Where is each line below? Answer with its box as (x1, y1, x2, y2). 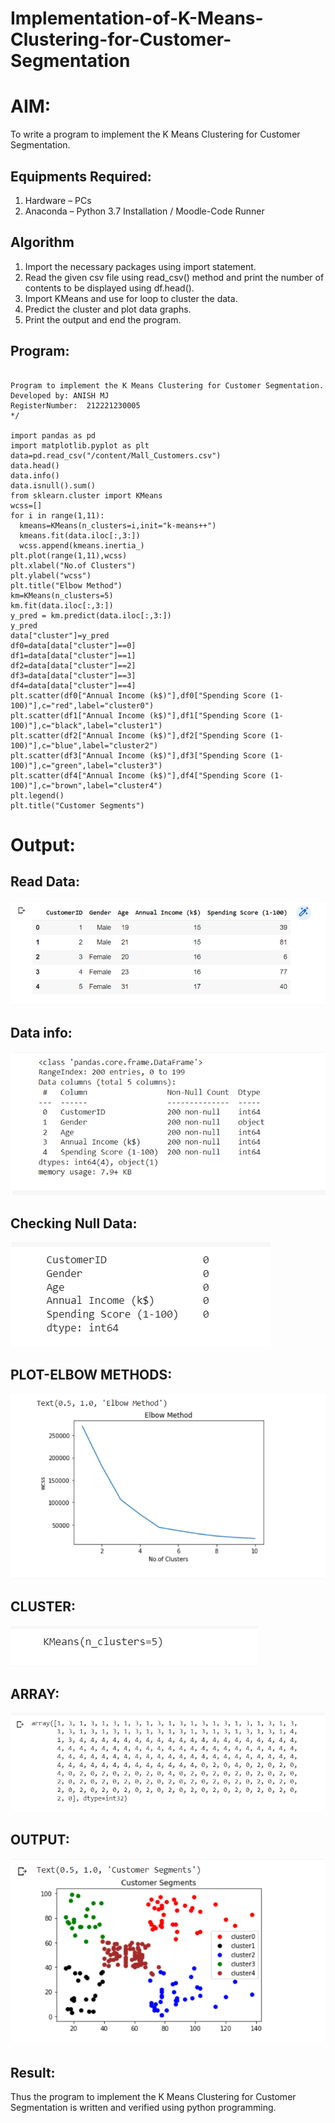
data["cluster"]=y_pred (10, 630, 110, 641)
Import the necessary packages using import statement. (24, 260, 257, 272)
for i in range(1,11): (10, 510, 105, 521)
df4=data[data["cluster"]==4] (10, 680, 137, 691)
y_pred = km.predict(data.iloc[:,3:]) (10, 610, 172, 621)
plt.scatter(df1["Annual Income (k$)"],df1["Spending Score (10, 710, 267, 721)
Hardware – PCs (24, 194, 92, 206)
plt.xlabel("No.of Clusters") (10, 560, 137, 571)
